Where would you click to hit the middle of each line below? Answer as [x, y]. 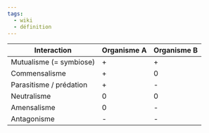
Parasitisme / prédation [49, 85]
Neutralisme [31, 97]
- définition [33, 27]
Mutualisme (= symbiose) [53, 62]
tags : [15, 14]
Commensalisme [39, 73]
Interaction [53, 50]
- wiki [23, 20]
